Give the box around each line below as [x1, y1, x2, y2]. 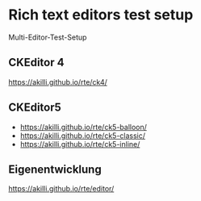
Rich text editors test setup [8, 6, 194, 24]
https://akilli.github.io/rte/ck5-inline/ [19, 139, 140, 149]
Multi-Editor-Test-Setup [8, 32, 87, 42]
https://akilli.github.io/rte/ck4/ [8, 77, 107, 86]
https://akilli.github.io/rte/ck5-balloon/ [19, 122, 148, 132]
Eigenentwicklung [8, 162, 103, 176]
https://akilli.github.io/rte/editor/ [8, 184, 115, 194]
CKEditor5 [8, 101, 62, 115]
